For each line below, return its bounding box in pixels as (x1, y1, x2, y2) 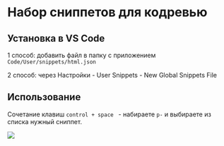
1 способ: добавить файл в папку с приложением (7, 51, 156, 59)
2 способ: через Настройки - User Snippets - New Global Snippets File (7, 71, 218, 79)
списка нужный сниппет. (7, 117, 83, 126)
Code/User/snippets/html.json (7, 59, 97, 66)
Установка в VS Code (7, 32, 105, 44)
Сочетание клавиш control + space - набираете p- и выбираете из (7, 110, 212, 118)
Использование (7, 91, 81, 103)
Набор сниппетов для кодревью (7, 4, 208, 20)
